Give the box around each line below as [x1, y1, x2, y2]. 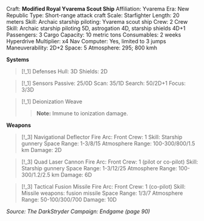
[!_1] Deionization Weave [21, 98, 83, 105]
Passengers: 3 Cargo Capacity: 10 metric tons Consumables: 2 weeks [6, 31, 181, 38]
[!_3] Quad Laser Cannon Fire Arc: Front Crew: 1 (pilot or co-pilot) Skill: [21, 158, 199, 165]
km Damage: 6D [51, 171, 93, 178]
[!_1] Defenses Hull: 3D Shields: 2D [21, 68, 108, 75]
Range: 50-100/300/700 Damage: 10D [21, 196, 117, 203]
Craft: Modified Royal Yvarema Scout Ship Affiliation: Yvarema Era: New [6, 5, 189, 12]
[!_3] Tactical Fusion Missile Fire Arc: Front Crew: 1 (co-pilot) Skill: [21, 183, 186, 190]
